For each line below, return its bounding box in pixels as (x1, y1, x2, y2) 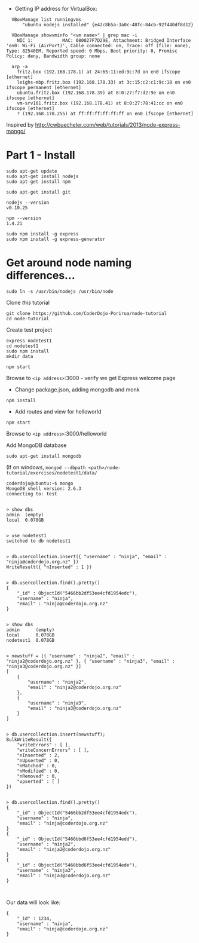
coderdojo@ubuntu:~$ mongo (6, 480, 74, 486)
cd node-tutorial (6, 316, 50, 322)
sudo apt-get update (6, 168, 58, 174)
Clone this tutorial (6, 299, 50, 306)
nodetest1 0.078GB (6, 637, 55, 643)
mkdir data (6, 353, 33, 359)
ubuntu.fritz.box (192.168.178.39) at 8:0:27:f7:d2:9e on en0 (17, 90, 175, 96)
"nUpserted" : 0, (17, 757, 60, 764)
